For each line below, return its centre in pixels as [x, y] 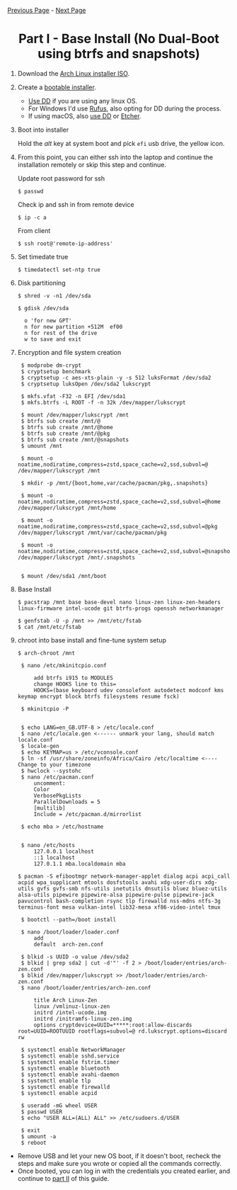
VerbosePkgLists [57, 795]
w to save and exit [53, 339]
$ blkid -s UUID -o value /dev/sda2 [75, 957]
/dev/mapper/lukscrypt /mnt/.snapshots [76, 557]
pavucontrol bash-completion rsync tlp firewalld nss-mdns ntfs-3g [119, 901]
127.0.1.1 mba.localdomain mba [80, 863]
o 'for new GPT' [48, 321]
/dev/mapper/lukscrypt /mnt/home [67, 508]
